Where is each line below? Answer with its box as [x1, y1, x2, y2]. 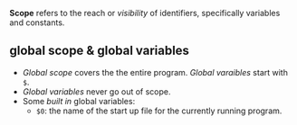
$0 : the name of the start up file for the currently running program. [35, 105, 283, 116]
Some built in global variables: [22, 95, 136, 106]
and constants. [9, 17, 65, 28]
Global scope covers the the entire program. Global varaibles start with [22, 67, 288, 77]
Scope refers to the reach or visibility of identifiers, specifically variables [9, 8, 281, 18]
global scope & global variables [9, 43, 190, 58]
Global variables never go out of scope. [22, 85, 171, 97]
